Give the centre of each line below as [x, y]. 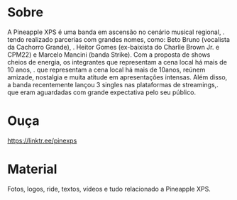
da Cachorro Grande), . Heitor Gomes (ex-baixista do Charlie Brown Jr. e [114, 47]
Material [32, 169]
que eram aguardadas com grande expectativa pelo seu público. [102, 92]
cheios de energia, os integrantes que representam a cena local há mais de [117, 62]
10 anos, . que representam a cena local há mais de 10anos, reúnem [106, 70]
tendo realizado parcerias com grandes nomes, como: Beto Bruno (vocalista [119, 39]
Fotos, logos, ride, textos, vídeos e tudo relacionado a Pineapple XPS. [109, 189]
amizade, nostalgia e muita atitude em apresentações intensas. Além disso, [117, 77]
